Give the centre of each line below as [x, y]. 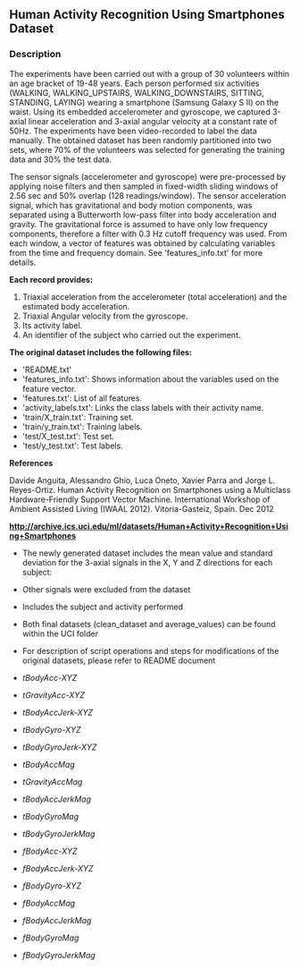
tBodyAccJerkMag [57, 799]
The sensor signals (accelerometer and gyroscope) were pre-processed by [148, 176]
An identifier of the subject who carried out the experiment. [131, 335]
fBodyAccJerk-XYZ [58, 868]
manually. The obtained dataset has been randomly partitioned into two [141, 140]
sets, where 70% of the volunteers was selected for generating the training [147, 149]
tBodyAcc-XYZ [50, 677]
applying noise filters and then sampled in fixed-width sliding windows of [144, 186]
